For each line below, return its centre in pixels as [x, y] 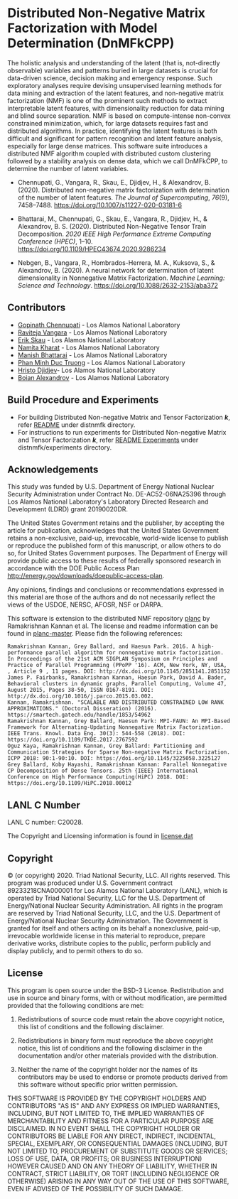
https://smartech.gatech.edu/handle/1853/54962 [79, 715]
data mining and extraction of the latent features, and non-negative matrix [115, 93]
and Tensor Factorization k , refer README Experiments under [108, 440]
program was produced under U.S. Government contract [90, 883]
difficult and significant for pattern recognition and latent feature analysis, [115, 138]
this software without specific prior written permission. [98, 1084]
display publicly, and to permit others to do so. [75, 951]
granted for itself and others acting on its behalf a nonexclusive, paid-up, [114, 928]
